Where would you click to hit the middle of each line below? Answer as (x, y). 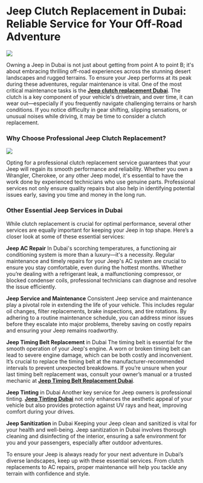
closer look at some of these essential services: (66, 236)
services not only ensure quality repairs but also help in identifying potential (101, 188)
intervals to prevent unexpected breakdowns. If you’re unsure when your (97, 368)
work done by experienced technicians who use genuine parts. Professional (101, 182)
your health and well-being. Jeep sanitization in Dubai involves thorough (96, 429)
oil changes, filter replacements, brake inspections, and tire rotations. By (96, 311)
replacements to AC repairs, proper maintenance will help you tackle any (97, 467)
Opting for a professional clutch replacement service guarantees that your (98, 163)
